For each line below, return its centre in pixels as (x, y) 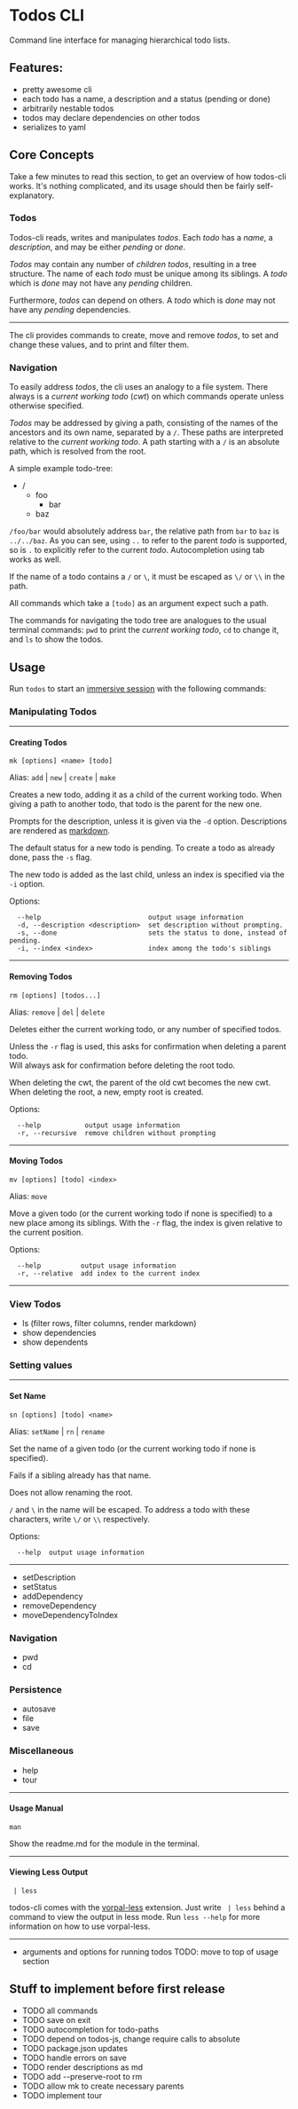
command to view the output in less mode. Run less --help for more (135, 1916)
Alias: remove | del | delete (57, 1012)
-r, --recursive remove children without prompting (117, 1133)
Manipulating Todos (53, 711)
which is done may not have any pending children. (101, 283)
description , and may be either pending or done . (98, 247)
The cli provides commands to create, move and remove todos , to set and (144, 335)
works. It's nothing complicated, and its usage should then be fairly (132, 186)
